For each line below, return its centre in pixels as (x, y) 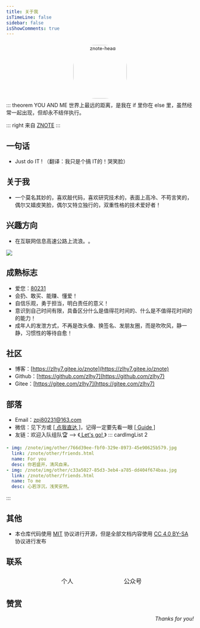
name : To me (26, 481)
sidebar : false (25, 23)
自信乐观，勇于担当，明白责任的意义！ (62, 303)
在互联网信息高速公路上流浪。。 (54, 241)
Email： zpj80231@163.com (48, 420)
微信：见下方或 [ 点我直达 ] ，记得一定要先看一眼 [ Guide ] (85, 427)
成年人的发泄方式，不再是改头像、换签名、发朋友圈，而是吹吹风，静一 (101, 325)
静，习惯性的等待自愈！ (43, 333)
